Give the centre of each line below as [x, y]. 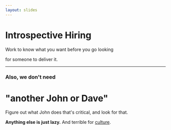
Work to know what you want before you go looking [59, 49]
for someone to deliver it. [32, 59]
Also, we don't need [31, 77]
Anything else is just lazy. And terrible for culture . [58, 122]
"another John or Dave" [57, 98]
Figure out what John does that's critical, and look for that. [67, 112]
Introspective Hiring [48, 35]
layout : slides [21, 10]
